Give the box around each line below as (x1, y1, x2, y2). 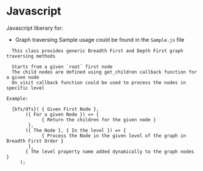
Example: (6, 95, 29, 101)
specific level (6, 85, 45, 91)
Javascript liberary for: (6, 24, 63, 32)
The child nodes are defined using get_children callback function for (12, 69, 198, 75)
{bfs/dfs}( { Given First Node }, (12, 106, 99, 112)
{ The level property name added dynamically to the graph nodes (25, 149, 194, 155)
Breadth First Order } (6, 138, 64, 144)
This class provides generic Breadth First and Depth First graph (12, 47, 184, 54)
